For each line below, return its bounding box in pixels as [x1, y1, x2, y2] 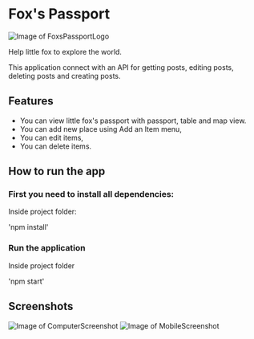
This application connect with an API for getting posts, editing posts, [8, 62, 234, 72]
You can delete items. [19, 141, 92, 151]
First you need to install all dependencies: [8, 189, 175, 200]
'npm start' [8, 276, 45, 286]
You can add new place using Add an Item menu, [19, 124, 182, 133]
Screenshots [8, 300, 74, 313]
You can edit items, [19, 133, 84, 142]
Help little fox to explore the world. [8, 47, 123, 56]
